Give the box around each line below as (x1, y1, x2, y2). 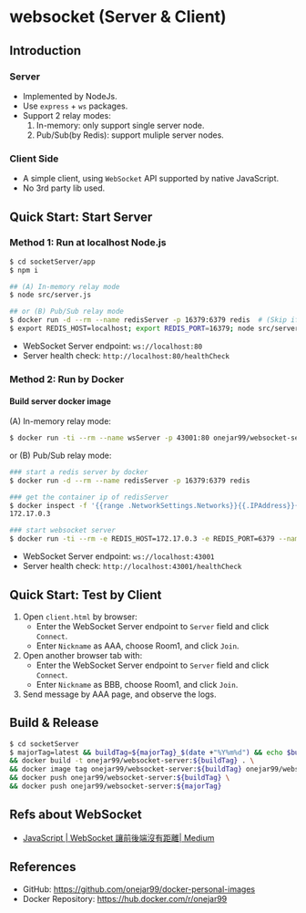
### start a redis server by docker (9, 467, 148, 476)
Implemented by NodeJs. (22, 90, 117, 101)
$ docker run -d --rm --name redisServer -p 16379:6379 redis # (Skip (9, 316, 287, 325)
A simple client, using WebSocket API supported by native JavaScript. (22, 173, 280, 184)
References (9, 859, 76, 875)
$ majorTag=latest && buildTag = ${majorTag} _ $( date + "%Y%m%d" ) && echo (9, 748, 283, 757)
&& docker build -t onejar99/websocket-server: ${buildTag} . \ (9, 756, 255, 765)
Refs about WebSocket (9, 807, 143, 823)
